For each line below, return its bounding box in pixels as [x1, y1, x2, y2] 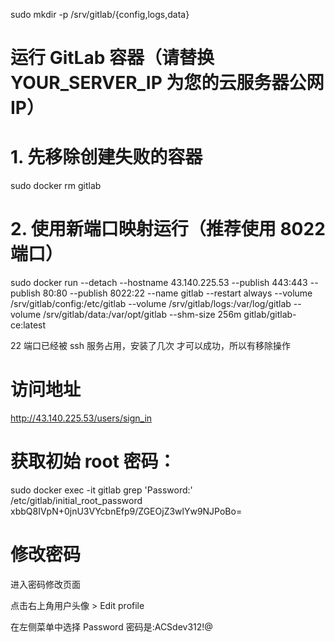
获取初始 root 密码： [10, 450, 177, 473]
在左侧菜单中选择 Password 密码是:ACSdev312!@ [10, 620, 213, 633]
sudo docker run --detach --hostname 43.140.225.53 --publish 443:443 [10, 277, 308, 289]
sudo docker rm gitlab [10, 180, 102, 192]
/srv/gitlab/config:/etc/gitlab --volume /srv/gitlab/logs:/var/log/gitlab [10, 298, 292, 310]
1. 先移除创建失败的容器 [10, 146, 203, 169]
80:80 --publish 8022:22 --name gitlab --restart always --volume [42, 287, 313, 299]
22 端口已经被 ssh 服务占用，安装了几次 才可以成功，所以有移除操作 [10, 340, 291, 352]
